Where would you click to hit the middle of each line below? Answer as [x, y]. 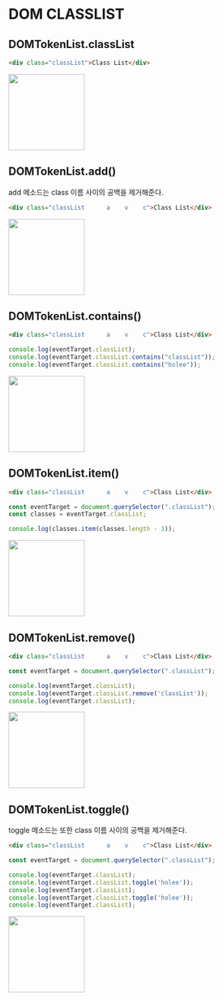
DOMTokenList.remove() [72, 638]
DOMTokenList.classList [72, 44]
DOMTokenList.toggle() [69, 810]
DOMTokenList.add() [62, 172]
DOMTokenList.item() [64, 474]
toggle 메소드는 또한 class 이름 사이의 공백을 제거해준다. [98, 830]
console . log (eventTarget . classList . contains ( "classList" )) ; [112, 357]
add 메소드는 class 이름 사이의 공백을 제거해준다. [86, 192]
